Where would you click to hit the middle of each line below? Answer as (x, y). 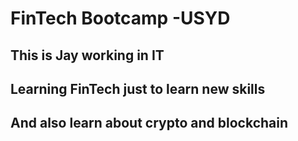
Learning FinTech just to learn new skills (138, 88)
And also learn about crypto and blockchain (149, 123)
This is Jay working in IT (87, 55)
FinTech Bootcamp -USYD (120, 18)
